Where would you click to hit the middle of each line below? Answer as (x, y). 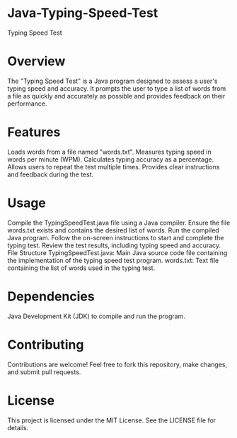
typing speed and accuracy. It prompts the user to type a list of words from (117, 88)
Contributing (46, 344)
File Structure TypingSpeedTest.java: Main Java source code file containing (117, 252)
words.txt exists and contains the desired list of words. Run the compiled (113, 230)
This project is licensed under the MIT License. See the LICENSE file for (112, 420)
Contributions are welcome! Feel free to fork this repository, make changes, (117, 364)
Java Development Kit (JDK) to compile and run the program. (97, 316)
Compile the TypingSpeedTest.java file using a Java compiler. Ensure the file (119, 223)
